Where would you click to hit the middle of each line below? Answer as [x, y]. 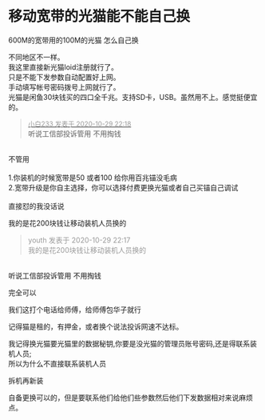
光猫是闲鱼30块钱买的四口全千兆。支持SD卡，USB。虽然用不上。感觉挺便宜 [133, 97]
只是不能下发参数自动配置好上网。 [64, 77]
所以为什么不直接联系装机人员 [57, 363]
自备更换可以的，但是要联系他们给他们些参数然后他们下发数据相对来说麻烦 [131, 398]
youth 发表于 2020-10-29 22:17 [79, 240]
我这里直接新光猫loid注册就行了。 [63, 67]
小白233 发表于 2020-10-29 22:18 [79, 124]
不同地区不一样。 [36, 57]
